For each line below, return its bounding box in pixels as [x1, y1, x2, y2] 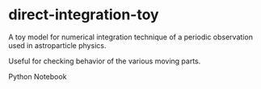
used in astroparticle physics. [8, 40, 107, 50]
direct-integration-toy [8, 6, 159, 24]
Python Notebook [8, 71, 67, 81]
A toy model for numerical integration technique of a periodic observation [8, 32, 253, 42]
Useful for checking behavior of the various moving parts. [8, 56, 201, 66]
